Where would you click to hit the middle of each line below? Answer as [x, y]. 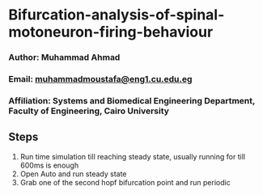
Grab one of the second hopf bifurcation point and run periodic [125, 182]
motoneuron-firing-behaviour [111, 32]
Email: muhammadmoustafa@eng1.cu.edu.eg [100, 79]
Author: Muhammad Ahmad [64, 57]
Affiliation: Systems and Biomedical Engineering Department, [132, 100]
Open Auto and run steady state [73, 174]
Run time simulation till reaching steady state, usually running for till [132, 156]
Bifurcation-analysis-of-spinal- [117, 15]
